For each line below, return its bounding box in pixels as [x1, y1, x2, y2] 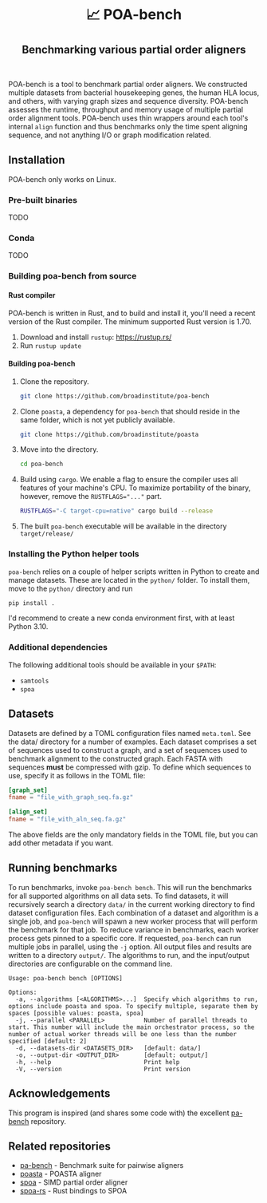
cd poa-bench [19, 460, 64, 469]
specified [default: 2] [8, 1037, 88, 1045]
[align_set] [8, 808, 48, 816]
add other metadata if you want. [8, 838, 114, 848]
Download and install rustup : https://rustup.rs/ [19, 332, 172, 342]
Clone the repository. [19, 376, 89, 386]
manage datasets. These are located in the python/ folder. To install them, [8, 575, 250, 584]
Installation [8, 153, 65, 167]
